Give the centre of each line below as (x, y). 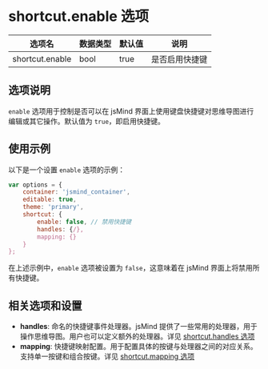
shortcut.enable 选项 (79, 16)
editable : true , (50, 200)
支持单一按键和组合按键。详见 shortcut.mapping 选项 (107, 356)
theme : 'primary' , (53, 207)
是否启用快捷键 (179, 59)
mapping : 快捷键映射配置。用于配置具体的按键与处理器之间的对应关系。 (138, 347)
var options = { (35, 185)
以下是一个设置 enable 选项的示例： (67, 170)
